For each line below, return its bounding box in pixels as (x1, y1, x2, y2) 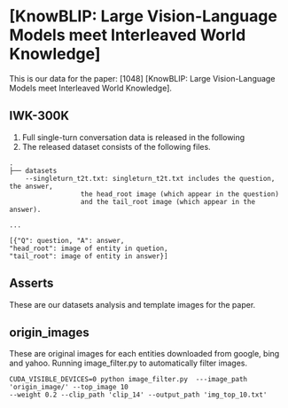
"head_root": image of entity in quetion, (9, 244, 168, 253)
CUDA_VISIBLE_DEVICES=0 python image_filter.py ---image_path (9, 375, 248, 384)
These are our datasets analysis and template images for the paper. (9, 299, 256, 310)
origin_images (9, 325, 90, 340)
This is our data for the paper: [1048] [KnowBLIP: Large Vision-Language (9, 73, 276, 83)
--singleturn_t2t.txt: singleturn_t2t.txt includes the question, (25, 174, 276, 183)
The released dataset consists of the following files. (21, 141, 211, 152)
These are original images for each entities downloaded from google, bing (9, 349, 280, 359)
